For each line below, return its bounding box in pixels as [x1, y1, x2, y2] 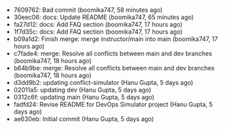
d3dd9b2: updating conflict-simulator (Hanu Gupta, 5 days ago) [13, 79, 194, 86]
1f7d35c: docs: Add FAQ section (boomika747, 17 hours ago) [13, 27, 183, 36]
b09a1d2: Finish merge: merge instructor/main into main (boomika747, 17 [13, 35, 218, 43]
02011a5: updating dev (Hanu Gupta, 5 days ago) [13, 86, 152, 94]
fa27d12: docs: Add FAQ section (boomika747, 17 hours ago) [13, 21, 183, 28]
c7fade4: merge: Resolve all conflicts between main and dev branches [13, 49, 213, 57]
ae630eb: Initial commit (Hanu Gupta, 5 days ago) [13, 115, 155, 122]
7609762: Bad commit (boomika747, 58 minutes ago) [13, 6, 163, 14]
